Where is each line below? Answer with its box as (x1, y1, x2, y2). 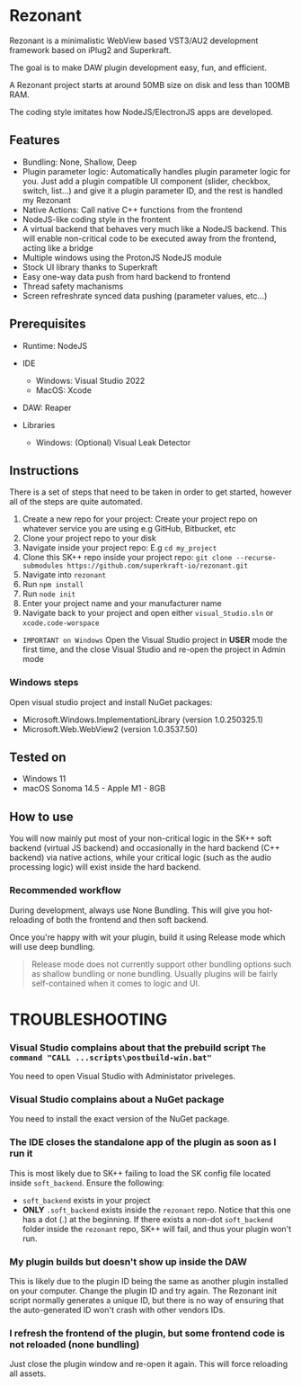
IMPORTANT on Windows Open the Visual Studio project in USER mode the (22, 635, 288, 646)
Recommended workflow (9, 884, 121, 897)
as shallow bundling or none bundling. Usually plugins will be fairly (31, 968, 279, 979)
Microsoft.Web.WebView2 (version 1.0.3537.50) (22, 723, 199, 734)
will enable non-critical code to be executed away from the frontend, (22, 233, 277, 244)
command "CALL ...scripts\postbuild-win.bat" (9, 1052, 213, 1062)
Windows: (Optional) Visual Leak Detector (35, 437, 191, 448)
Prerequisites (9, 317, 86, 332)
